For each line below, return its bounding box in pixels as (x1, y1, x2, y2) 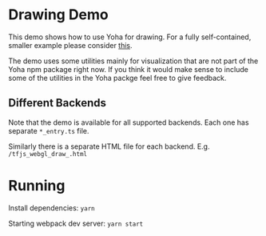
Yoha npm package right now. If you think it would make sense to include (8, 64, 249, 74)
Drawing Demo (8, 6, 109, 24)
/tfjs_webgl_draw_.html (8, 150, 88, 158)
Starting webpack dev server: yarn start (8, 218, 144, 228)
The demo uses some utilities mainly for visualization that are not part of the (8, 56, 259, 66)
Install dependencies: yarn (8, 202, 95, 213)
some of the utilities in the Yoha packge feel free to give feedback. (8, 73, 227, 82)
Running (8, 176, 66, 194)
